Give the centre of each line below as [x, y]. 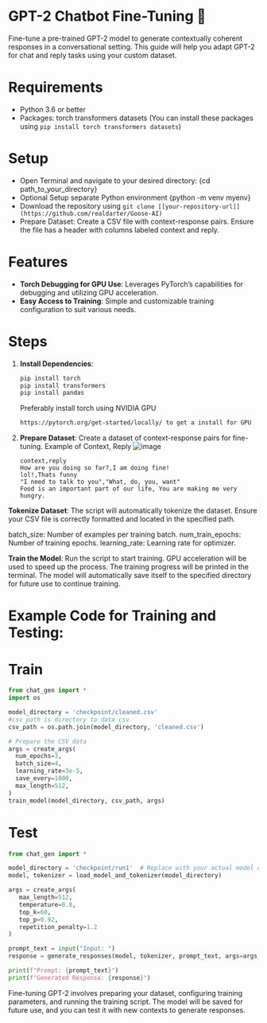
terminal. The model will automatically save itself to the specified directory [130, 576]
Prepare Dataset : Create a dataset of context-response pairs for [125, 438]
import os [25, 698]
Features [38, 262]
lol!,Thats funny [48, 475]
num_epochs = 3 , [39, 756]
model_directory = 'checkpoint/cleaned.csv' [83, 713]
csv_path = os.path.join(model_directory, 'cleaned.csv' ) [106, 727]
